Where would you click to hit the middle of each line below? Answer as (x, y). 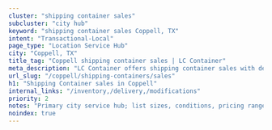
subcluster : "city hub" (49, 23)
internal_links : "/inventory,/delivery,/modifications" (104, 91)
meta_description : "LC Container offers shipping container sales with (132, 69)
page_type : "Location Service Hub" (68, 46)
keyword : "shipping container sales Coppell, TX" (94, 31)
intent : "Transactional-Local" (61, 38)
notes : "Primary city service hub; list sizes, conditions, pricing (126, 106)
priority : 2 (28, 99)
